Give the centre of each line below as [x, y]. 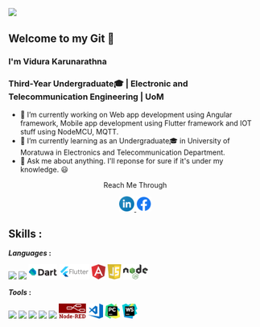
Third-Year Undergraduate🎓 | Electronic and [98, 84]
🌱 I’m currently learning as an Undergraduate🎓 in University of [125, 140]
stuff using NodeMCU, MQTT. [69, 131]
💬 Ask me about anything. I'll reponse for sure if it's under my [122, 160]
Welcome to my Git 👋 [62, 39]
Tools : [20, 292]
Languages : [30, 253]
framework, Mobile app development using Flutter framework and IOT [136, 123]
